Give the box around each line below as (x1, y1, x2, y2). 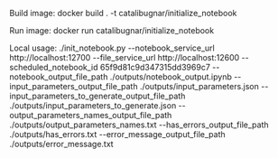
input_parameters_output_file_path (9, 81, 138, 91)
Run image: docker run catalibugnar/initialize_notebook (9, 25, 215, 35)
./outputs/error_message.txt (9, 139, 115, 149)
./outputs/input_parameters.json (139, 81, 260, 91)
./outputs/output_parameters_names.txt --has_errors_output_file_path (9, 119, 269, 130)
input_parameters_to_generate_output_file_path (9, 90, 186, 101)
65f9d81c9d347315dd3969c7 (99, 62, 210, 72)
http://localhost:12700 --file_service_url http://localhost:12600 (9, 52, 240, 62)
